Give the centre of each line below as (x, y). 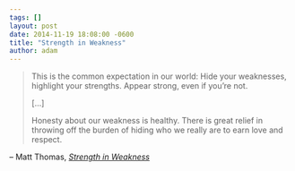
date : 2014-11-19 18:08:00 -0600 (72, 34)
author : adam (34, 51)
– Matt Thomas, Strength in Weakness (80, 157)
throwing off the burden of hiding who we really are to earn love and (157, 130)
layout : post (34, 26)
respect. (47, 140)
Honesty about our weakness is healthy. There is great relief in (147, 121)
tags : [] (26, 17)
